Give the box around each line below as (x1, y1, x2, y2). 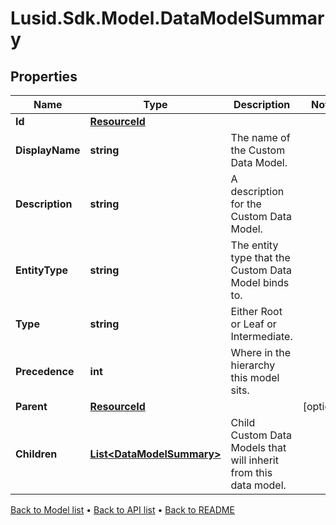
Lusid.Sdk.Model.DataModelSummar (10, 7, 325, 30)
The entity (230, 238, 279, 252)
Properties (10, 68, 78, 85)
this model (230, 371, 280, 384)
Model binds (230, 276, 290, 289)
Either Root (230, 305, 283, 318)
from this (230, 466, 273, 479)
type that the (230, 251, 291, 264)
